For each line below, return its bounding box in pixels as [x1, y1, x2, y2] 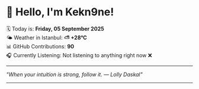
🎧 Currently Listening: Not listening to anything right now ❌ [6, 51, 152, 58]
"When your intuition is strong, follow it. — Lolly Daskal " [6, 71, 143, 78]
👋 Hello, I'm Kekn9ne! [6, 5, 114, 19]
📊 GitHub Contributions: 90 [6, 42, 75, 50]
